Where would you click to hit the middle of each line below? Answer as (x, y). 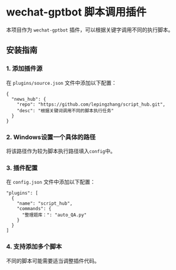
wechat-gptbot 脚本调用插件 (76, 12)
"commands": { (34, 209)
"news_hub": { (29, 99)
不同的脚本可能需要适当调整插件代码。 (53, 261)
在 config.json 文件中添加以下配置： (51, 182)
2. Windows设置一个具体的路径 (51, 137)
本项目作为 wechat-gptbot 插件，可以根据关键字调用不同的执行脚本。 (90, 30)
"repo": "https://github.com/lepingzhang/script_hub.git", (91, 104)
